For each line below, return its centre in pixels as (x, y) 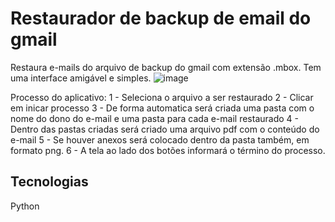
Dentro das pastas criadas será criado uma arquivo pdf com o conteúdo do (165, 129)
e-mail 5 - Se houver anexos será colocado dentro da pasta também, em (160, 139)
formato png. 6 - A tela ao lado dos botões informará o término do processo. (168, 150)
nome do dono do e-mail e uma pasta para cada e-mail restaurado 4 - (154, 118)
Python (25, 206)
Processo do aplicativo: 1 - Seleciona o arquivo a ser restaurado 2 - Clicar (162, 97)
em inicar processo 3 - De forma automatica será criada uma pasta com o (162, 108)
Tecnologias (49, 182)
